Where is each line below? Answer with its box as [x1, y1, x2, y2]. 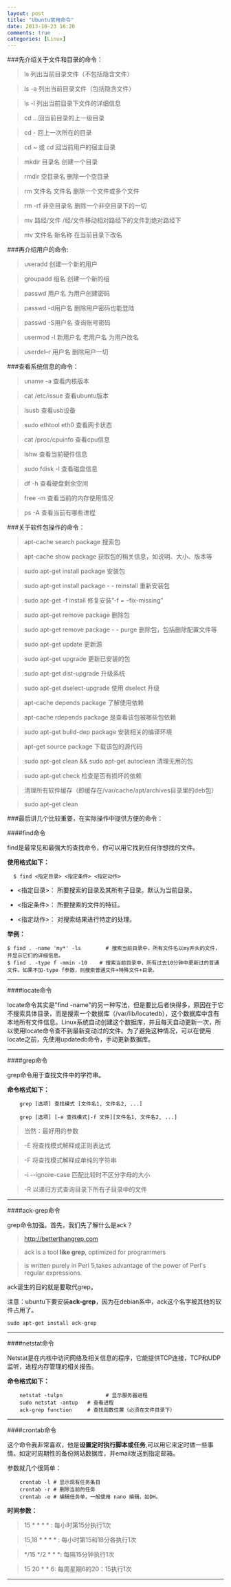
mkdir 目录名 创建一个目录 [23, 158, 98, 166]
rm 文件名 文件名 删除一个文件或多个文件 [23, 187, 140, 195]
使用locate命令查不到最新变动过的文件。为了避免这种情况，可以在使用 [12, 1026, 212, 1035]
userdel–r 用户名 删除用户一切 [23, 348, 109, 356]
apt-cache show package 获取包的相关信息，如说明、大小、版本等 [23, 552, 213, 561]
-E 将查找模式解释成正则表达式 [23, 1141, 111, 1149]
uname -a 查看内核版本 [23, 377, 89, 385]
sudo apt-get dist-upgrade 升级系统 [23, 669, 126, 678]
